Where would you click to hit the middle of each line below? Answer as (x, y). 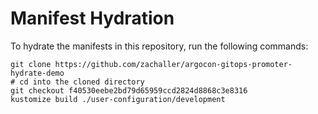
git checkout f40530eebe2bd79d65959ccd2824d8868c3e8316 (129, 90)
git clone (31, 64)
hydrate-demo (37, 73)
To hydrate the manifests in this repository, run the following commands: (159, 46)
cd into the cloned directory (82, 82)
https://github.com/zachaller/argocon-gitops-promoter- (173, 64)
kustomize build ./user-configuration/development (118, 99)
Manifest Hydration (92, 18)
